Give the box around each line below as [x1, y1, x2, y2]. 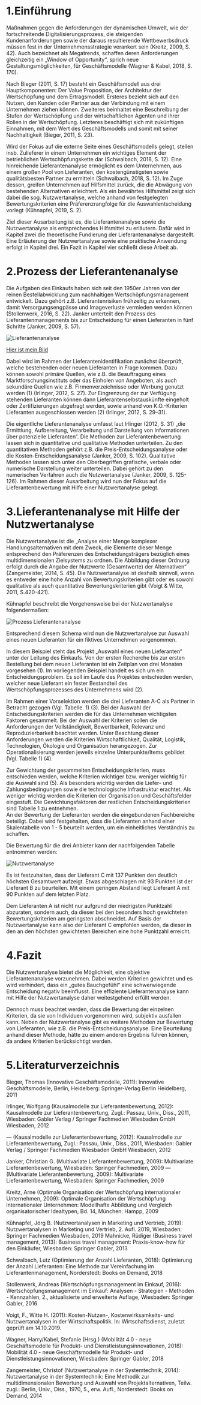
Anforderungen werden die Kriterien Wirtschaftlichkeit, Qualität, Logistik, [6, 736, 186, 743]
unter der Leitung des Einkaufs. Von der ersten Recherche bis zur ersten [6, 654, 185, 661]
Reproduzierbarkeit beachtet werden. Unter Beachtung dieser [6, 729, 159, 736]
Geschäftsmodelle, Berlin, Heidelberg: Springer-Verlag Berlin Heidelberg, [6, 1084, 187, 1092]
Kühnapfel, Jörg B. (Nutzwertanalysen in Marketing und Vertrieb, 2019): [6, 1219, 183, 1226]
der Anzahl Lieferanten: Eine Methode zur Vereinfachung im [6, 1262, 154, 1269]
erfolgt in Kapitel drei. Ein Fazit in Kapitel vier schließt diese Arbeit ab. [6, 243, 178, 251]
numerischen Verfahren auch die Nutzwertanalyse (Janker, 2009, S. [6, 471, 175, 478]
